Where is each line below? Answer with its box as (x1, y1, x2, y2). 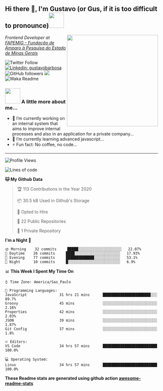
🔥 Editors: (5, 339, 28, 344)
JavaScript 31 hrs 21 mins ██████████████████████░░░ (5, 293, 158, 297)
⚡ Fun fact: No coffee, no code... (12, 142, 78, 148)
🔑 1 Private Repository (16, 228, 61, 234)
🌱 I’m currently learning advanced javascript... (12, 136, 104, 142)
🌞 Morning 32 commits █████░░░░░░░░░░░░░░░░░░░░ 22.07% (5, 247, 142, 252)
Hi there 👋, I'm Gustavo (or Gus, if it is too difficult (5, 5, 158, 13)
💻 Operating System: (5, 357, 49, 362)
